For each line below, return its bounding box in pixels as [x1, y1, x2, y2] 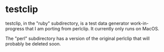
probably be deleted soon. [5, 40, 61, 46]
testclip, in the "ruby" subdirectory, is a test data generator [5, 20, 130, 26]
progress [5, 25, 25, 31]
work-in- [130, 20, 149, 26]
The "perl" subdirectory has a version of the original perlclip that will [5, 35, 150, 41]
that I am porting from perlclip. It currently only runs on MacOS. [25, 25, 159, 31]
